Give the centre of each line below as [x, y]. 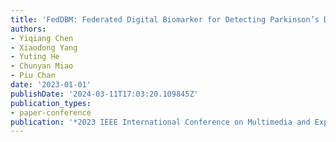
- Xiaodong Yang [44, 47]
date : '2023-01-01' [51, 85]
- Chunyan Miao [42, 66]
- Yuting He [35, 57]
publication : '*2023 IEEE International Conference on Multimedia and [160, 122]
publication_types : [51, 103]
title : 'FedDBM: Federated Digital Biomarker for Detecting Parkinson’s [165, 19]
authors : [28, 29]
